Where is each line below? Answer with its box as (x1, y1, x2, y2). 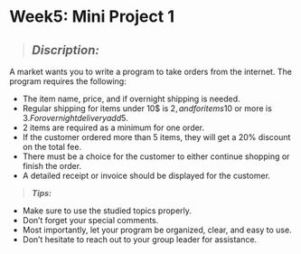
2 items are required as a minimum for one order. (22, 122, 205, 133)
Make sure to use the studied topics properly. (22, 205, 193, 216)
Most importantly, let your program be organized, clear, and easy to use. (22, 224, 292, 235)
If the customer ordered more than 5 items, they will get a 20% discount (22, 132, 291, 142)
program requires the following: (9, 76, 127, 87)
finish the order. (22, 161, 82, 171)
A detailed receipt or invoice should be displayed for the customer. (22, 170, 271, 181)
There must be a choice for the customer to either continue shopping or (22, 151, 290, 162)
